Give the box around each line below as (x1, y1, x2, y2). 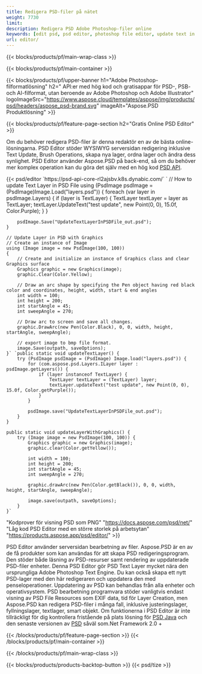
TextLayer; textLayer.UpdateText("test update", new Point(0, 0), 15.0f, (6, 201, 178, 208)
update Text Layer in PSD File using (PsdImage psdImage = (6, 182, 153, 189)
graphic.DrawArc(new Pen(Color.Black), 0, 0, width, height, (17, 324, 173, 330)
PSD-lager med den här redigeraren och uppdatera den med (6, 575, 156, 582)
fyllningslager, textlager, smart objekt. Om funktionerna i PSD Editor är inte (6, 607, 191, 614)
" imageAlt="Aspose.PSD (96, 102, 159, 109)
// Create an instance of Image (6, 240, 87, 246)
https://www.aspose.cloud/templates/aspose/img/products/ (46, 96, 195, 103)
